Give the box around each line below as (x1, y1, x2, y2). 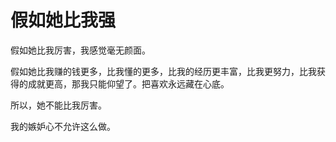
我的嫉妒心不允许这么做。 (10, 120, 116, 132)
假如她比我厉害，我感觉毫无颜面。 (10, 44, 151, 56)
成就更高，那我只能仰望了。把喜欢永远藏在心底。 (27, 77, 230, 90)
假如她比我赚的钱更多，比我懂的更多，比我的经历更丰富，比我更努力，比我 (10, 65, 317, 77)
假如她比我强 (10, 9, 117, 32)
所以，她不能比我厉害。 (10, 99, 107, 111)
